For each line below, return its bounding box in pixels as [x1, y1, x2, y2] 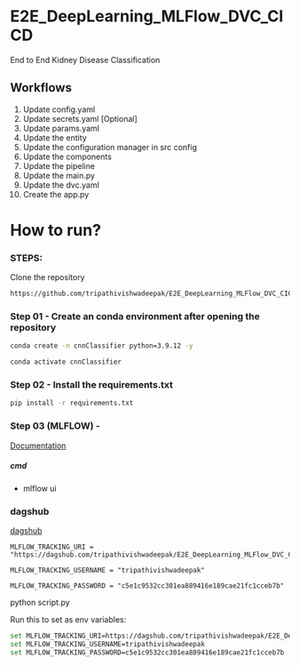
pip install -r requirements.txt [10, 398, 134, 408]
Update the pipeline [22, 160, 96, 171]
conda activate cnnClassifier [10, 357, 122, 366]
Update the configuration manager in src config [22, 141, 198, 152]
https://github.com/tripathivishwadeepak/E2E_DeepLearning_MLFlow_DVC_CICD [10, 289, 296, 299]
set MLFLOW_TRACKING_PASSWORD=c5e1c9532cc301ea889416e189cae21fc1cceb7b [10, 647, 285, 657]
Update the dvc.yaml [22, 180, 100, 190]
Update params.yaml [22, 123, 100, 133]
